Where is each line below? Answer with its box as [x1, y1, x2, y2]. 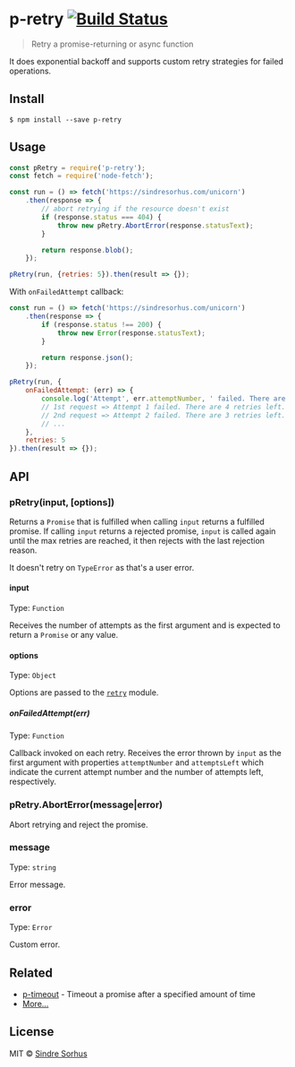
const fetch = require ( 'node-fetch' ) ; [9, 171, 154, 181]
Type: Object [9, 670, 56, 681]
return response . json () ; [41, 353, 134, 362]
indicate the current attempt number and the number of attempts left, [9, 767, 264, 778]
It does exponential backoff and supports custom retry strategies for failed [9, 56, 284, 66]
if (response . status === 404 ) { [41, 212, 163, 221]
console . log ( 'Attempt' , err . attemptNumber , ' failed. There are [41, 394, 286, 403]
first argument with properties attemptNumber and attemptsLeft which [9, 757, 264, 768]
